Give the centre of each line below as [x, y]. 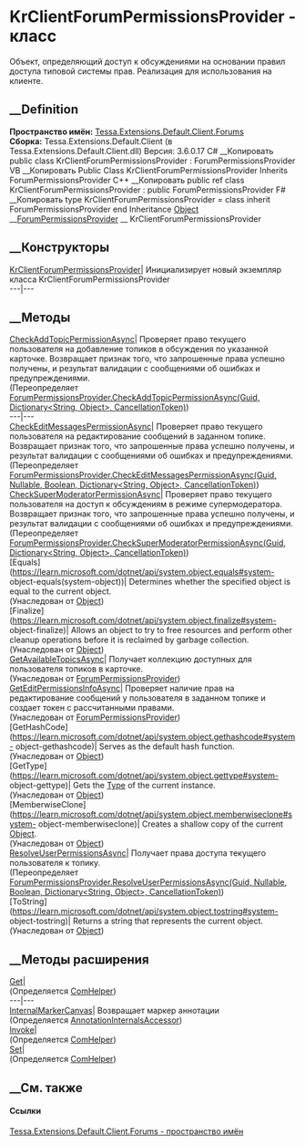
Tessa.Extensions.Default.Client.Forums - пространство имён [127, 1131]
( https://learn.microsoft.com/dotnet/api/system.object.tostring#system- [144, 912]
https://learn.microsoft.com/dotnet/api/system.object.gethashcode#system [154, 737]
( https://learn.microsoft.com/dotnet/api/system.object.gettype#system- [144, 776]
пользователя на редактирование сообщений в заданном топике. [137, 436]
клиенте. [26, 80]
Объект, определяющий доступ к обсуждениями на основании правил [147, 61]
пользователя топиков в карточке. [76, 669]
